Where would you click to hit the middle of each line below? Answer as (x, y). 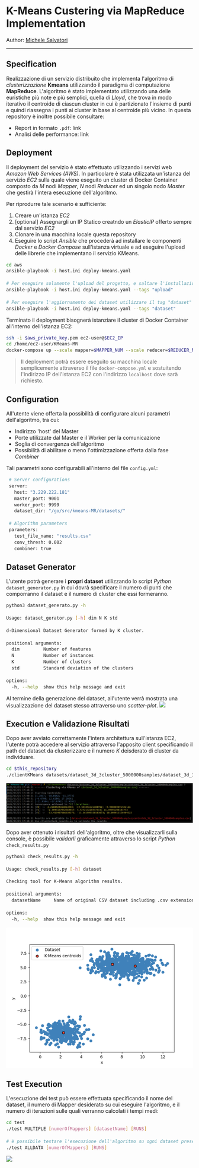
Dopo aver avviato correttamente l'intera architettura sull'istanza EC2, (91, 738)
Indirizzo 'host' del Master (46, 431)
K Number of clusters (52, 662)
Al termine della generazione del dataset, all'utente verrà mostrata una (92, 698)
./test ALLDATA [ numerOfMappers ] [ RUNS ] (57, 1148)
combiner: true (33, 548)
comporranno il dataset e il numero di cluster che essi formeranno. (87, 594)
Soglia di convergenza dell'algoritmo (60, 444)
